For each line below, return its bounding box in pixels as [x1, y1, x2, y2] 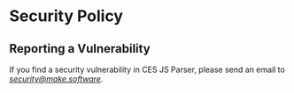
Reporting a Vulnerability [9, 41, 151, 56]
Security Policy [9, 6, 124, 26]
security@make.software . [9, 74, 104, 84]
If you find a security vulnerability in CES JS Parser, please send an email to [9, 64, 285, 75]
